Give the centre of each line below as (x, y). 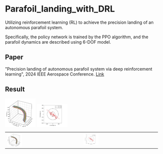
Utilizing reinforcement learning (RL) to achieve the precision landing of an (79, 22)
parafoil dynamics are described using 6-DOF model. (58, 42)
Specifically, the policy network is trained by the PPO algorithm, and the (77, 37)
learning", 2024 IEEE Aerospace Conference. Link (55, 74)
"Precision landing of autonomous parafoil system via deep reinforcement (79, 69)
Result (15, 89)
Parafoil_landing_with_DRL (60, 9)
